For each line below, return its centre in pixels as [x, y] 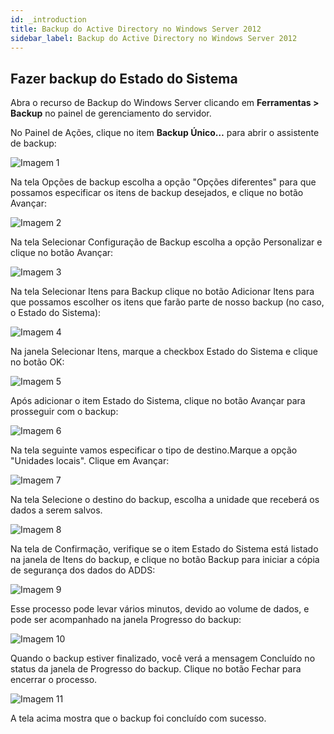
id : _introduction [48, 19]
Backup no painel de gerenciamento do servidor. [111, 113]
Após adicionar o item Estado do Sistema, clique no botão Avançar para [158, 401]
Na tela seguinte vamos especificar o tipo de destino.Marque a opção [154, 450]
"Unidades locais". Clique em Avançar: [90, 461]
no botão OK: [37, 362]
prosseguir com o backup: [64, 412]
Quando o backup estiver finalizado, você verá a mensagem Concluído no [163, 658]
